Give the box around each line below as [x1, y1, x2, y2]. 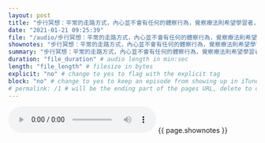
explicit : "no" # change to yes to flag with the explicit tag [8, 70, 221, 78]
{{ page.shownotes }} [157, 126, 228, 135]
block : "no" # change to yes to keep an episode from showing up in [8, 77, 238, 85]
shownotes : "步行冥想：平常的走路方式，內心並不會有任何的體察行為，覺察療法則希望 [8, 41, 251, 49]
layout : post [8, 11, 51, 20]
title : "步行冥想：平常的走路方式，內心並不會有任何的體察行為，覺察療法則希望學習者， [8, 19, 260, 27]
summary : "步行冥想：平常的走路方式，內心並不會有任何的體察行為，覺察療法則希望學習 [8, 48, 255, 56]
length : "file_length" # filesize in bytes [8, 63, 154, 71]
